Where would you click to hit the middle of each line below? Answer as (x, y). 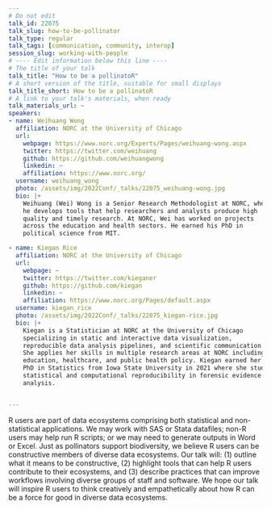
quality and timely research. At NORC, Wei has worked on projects (138, 219)
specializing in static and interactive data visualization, (127, 338)
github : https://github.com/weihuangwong (93, 158)
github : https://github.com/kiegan (83, 286)
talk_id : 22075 (34, 23)
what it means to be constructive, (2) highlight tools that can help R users (130, 463)
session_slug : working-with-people (68, 53)
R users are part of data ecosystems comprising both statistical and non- (130, 420)
